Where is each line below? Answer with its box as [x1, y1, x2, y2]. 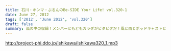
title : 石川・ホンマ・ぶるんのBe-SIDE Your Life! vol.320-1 [5, 7, 128, 13]
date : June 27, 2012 [5, 12, 50, 17]
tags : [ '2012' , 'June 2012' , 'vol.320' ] [5, 17, 93, 22]
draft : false [5, 21, 33, 27]
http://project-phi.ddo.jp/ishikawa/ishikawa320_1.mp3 [5, 40, 118, 46]
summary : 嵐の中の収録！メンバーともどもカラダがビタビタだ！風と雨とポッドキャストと [5, 26, 167, 31]
